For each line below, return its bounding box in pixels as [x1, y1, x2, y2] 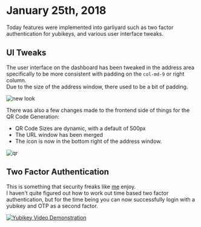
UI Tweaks [6, 48, 47, 58]
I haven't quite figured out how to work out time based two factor [6, 189, 169, 197]
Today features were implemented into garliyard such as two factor [6, 24, 174, 31]
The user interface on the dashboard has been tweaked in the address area [6, 64, 195, 71]
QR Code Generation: [6, 113, 59, 120]
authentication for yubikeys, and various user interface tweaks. [6, 30, 164, 37]
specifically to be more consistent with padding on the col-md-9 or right [6, 70, 185, 77]
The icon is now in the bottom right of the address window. [15, 137, 162, 145]
